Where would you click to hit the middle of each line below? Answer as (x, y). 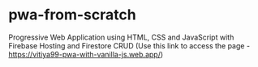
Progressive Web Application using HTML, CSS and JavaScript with (121, 37)
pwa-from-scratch (72, 15)
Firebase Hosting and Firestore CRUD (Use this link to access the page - (129, 45)
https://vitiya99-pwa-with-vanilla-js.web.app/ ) (86, 54)
